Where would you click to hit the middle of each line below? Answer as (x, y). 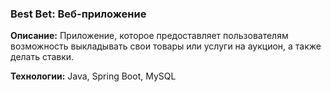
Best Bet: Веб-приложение (78, 14)
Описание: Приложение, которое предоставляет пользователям (149, 36)
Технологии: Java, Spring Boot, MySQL (93, 76)
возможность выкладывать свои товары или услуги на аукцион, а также (166, 46)
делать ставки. (42, 57)
